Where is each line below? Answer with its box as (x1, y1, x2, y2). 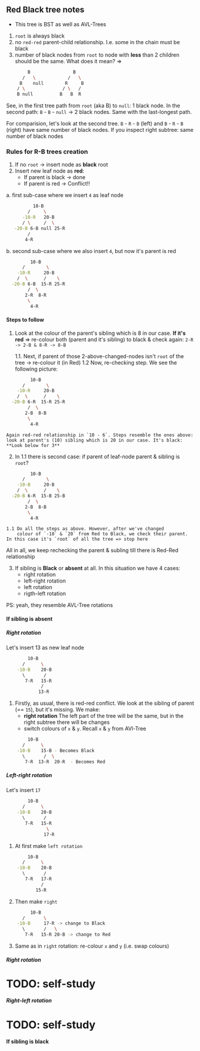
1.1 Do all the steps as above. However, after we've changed (6, 526, 164, 532)
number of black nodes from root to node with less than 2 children (14, 51, 180, 58)
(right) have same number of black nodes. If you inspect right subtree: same (6, 127, 194, 134)
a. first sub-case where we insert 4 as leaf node (6, 192, 124, 199)
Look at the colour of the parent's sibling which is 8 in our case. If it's (14, 329, 186, 337)
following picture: (14, 365, 58, 372)
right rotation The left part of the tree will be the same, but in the (23, 713, 184, 720)
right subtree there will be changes (23, 719, 110, 726)
